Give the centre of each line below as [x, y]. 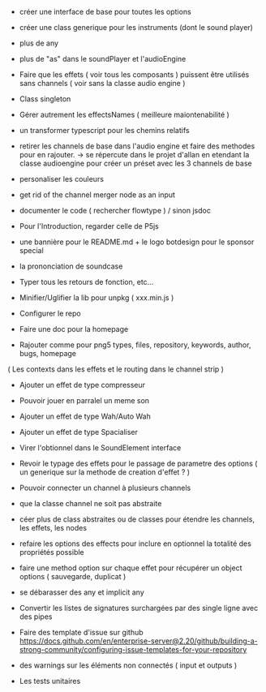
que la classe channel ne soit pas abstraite [90, 503]
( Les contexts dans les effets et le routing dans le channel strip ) [116, 369]
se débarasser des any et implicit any [82, 592]
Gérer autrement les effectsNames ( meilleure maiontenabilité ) [124, 114]
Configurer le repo [50, 313]
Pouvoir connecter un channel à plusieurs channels [105, 488]
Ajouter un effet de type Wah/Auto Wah [85, 416]
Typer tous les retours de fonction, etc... [86, 282]
